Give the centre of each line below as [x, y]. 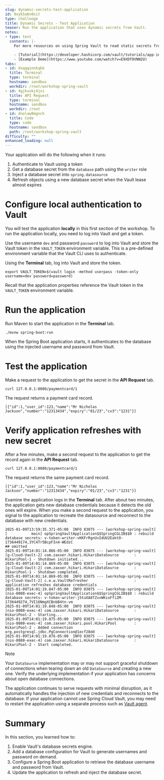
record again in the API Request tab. [42, 460]
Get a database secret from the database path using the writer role [80, 169]
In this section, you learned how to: [40, 737]
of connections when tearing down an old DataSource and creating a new [78, 668]
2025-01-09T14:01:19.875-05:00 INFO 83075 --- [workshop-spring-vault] [81, 619]
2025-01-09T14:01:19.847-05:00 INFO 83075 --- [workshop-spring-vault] [81, 589]
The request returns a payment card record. [49, 398]
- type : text [18, 37]
